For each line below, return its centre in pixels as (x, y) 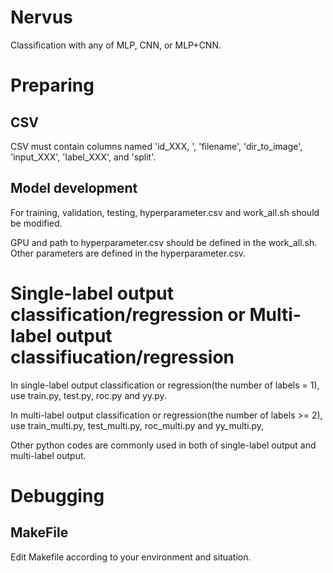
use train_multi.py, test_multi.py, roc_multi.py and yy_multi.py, (137, 425)
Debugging (57, 495)
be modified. (36, 223)
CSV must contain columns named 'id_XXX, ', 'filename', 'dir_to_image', (156, 146)
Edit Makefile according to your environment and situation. (131, 557)
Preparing (52, 85)
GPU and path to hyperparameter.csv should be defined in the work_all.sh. (164, 242)
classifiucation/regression (122, 357)
